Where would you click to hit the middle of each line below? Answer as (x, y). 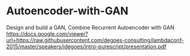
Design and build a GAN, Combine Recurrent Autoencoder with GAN (91, 27)
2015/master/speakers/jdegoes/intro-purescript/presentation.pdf (86, 46)
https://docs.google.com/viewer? (47, 33)
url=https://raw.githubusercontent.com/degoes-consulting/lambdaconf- (95, 40)
